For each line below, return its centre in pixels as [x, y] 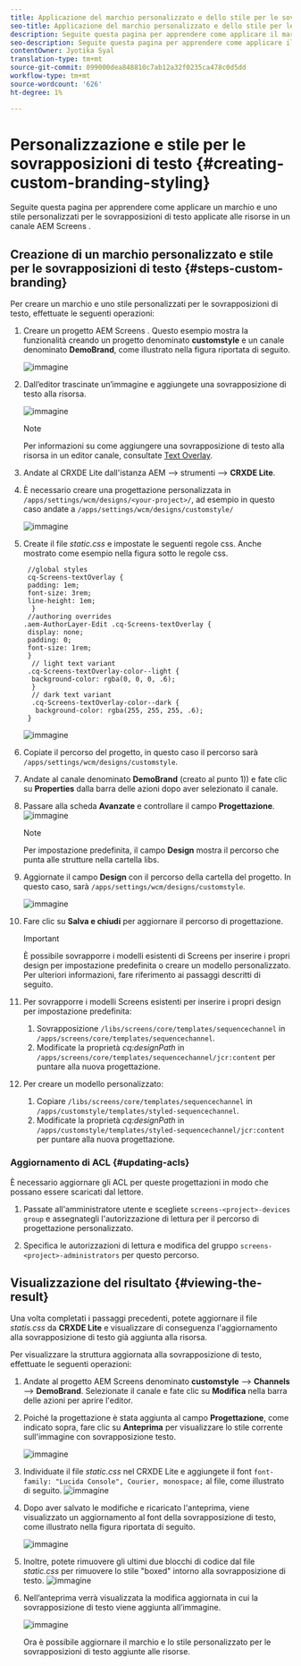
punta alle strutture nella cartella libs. [91, 860]
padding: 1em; [54, 586]
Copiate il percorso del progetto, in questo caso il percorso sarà [140, 752]
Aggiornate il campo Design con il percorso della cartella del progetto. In [157, 877]
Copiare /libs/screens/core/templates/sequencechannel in [144, 1101]
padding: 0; [50, 641]
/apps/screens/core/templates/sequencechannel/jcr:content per [156, 1058]
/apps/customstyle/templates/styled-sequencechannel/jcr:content [160, 1131]
